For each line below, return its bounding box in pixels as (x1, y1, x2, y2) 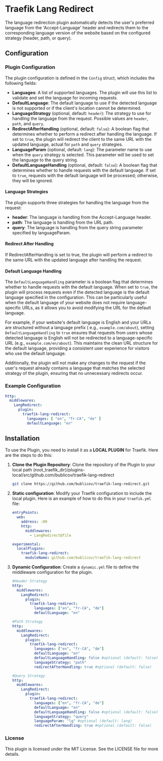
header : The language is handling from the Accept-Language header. (12, 214, 152, 220)
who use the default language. (5, 351, 66, 356)
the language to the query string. (12, 157, 78, 163)
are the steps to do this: (5, 452, 53, 458)
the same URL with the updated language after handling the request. (5, 257, 142, 263)
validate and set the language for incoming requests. (12, 95, 118, 100)
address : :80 (21, 519, 48, 525)
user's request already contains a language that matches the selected (5, 365, 145, 371)
